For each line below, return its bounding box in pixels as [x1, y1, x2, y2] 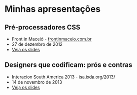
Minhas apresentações [4, 3, 101, 15]
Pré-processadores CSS [4, 23, 81, 32]
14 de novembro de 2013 [11, 79, 62, 85]
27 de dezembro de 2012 [11, 41, 63, 47]
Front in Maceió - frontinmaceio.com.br [11, 36, 92, 42]
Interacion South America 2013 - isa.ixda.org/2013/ [11, 74, 115, 80]
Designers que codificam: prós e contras [4, 61, 133, 69]
